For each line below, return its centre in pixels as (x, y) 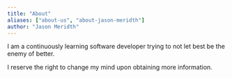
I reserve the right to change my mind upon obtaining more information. (110, 68)
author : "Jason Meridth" (43, 26)
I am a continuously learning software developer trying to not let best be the (116, 47)
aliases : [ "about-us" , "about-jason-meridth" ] (76, 20)
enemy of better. (31, 54)
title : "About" (29, 14)
